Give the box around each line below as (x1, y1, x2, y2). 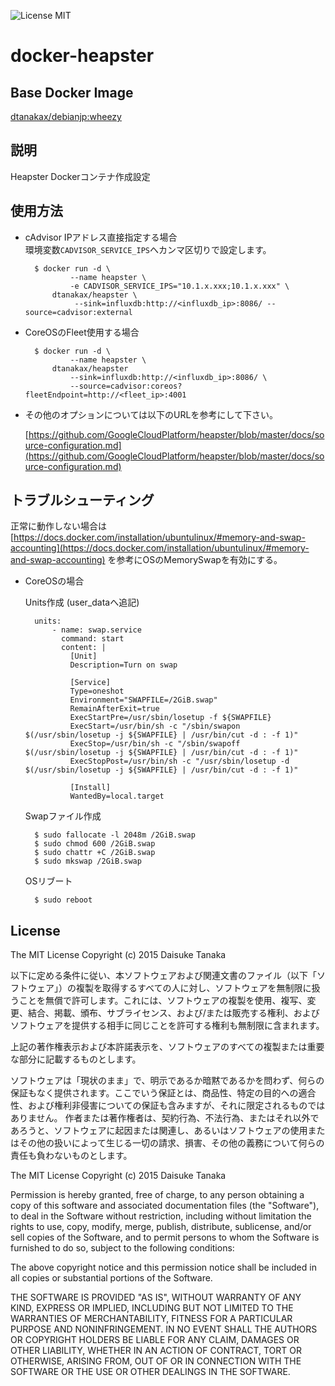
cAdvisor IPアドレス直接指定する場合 (24, 231, 178, 243)
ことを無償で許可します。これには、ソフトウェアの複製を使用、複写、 (18, 995, 308, 1007)
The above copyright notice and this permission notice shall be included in (10, 1261, 317, 1274)
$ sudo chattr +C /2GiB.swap (34, 848, 156, 858)
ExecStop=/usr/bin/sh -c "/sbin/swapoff (69, 739, 241, 749)
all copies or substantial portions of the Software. (10, 1272, 213, 1284)
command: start (61, 634, 125, 644)
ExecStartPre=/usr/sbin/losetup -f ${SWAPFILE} (69, 713, 272, 723)
